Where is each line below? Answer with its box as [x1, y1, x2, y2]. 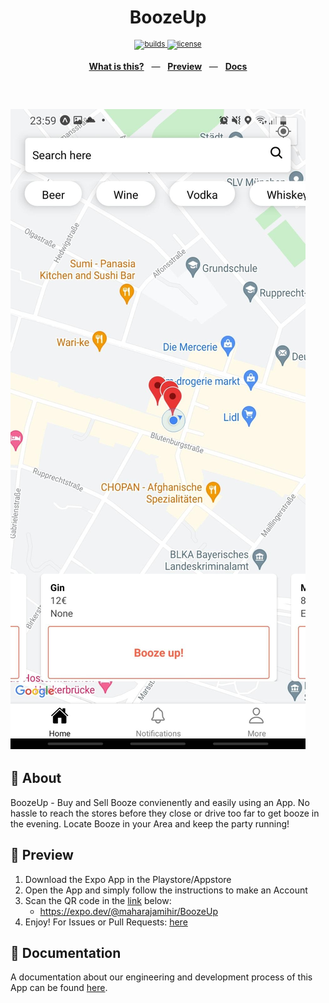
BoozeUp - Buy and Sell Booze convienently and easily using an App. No [10, 796, 310, 808]
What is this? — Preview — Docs [88, 60, 248, 72]
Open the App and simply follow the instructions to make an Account [24, 884, 308, 896]
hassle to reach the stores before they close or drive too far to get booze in [10, 807, 320, 819]
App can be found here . [10, 982, 108, 994]
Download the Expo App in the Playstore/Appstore [24, 873, 232, 885]
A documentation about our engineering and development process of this [10, 971, 313, 983]
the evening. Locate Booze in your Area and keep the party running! [10, 817, 290, 830]
